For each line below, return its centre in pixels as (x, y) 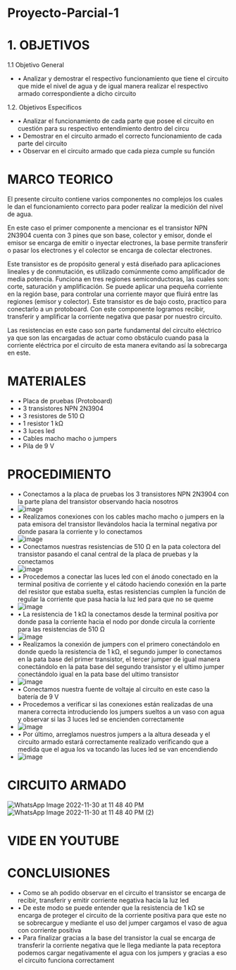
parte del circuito (42, 143)
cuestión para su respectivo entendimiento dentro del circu (103, 129)
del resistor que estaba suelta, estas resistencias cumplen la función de (122, 591)
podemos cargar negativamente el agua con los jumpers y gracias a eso (122, 953)
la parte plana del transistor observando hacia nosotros (98, 501)
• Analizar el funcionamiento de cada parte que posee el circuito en (116, 121)
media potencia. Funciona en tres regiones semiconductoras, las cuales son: (118, 279)
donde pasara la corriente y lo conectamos (80, 531)
